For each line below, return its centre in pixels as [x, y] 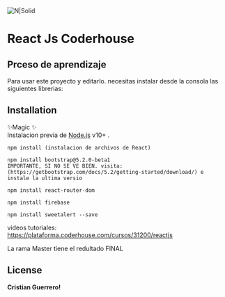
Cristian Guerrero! [34, 287]
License [25, 270]
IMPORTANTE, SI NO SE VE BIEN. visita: [65, 166]
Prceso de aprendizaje [57, 64]
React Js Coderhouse [71, 39]
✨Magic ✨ [22, 127]
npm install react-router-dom [51, 190]
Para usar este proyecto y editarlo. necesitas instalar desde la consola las [113, 81]
